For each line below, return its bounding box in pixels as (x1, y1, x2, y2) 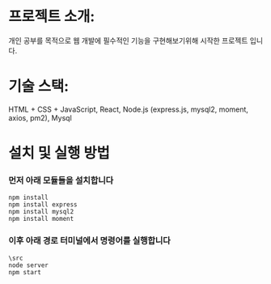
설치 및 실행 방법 (8, 144, 111, 163)
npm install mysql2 (8, 208, 74, 216)
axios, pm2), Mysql (8, 112, 73, 122)
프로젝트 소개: (8, 7, 95, 26)
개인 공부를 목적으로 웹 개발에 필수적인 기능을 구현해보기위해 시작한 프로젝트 (8, 36, 248, 45)
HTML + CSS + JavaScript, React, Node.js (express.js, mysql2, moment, (8, 104, 249, 114)
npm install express (8, 201, 78, 209)
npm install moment (8, 215, 74, 223)
